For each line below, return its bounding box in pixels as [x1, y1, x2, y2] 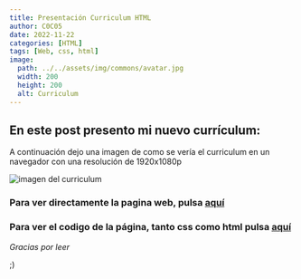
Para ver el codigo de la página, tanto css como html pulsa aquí [9, 221, 292, 234]
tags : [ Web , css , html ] [9, 47, 99, 56]
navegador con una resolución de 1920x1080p [9, 156, 183, 168]
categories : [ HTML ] [9, 38, 83, 48]
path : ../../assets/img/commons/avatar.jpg [17, 64, 183, 73]
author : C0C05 [9, 22, 63, 31]
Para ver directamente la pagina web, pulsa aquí [9, 197, 225, 209]
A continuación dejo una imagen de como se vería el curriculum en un [9, 147, 270, 158]
